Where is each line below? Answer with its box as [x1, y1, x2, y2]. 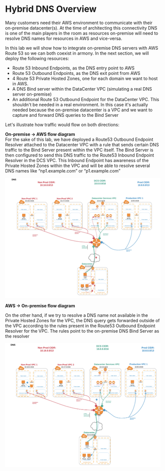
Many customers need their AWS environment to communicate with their [5, 20, 153, 26]
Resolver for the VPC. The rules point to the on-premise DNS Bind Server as [5, 328, 159, 334]
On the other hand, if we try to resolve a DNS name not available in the [5, 312, 148, 318]
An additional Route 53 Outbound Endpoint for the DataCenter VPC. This [12, 96, 159, 102]
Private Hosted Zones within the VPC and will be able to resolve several [5, 163, 150, 168]
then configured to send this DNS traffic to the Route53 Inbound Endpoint [5, 152, 154, 158]
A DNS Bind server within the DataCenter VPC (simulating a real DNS [12, 86, 152, 92]
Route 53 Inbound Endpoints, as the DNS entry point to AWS [12, 65, 135, 71]
